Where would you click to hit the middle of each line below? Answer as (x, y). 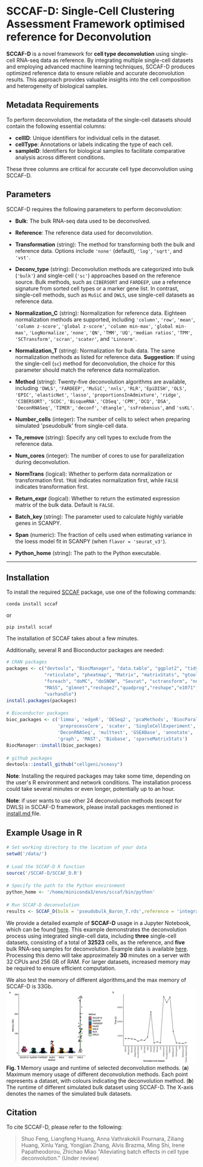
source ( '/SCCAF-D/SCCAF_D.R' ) (44, 873)
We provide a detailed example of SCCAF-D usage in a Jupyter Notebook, (99, 923)
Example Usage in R (44, 832)
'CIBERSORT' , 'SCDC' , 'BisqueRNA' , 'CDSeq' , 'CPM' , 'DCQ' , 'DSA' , (92, 401)
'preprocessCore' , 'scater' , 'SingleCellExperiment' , (127, 726)
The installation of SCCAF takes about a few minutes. (72, 639)
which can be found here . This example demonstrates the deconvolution (96, 929)
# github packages (29, 758)
